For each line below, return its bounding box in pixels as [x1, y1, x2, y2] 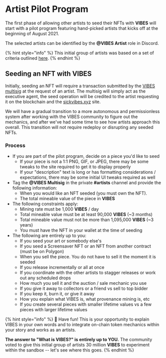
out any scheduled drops [19, 275, 71, 281]
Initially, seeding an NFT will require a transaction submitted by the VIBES [5, 83, 156, 89]
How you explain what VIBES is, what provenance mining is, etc [19, 296, 150, 302]
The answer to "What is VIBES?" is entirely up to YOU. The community [5, 337, 153, 343]
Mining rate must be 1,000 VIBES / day [19, 206, 99, 212]
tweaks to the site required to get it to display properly [19, 164, 131, 170]
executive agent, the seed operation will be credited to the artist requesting [5, 93, 159, 99]
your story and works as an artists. [5, 327, 76, 333]
